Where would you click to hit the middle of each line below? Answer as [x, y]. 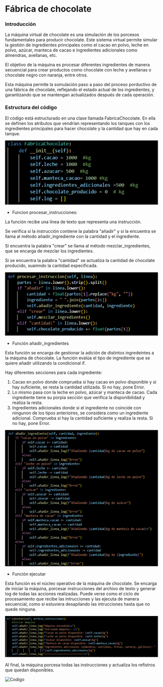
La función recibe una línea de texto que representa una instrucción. [73, 222]
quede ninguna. [21, 609]
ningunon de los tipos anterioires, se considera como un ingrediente [80, 413]
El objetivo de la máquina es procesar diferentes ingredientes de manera [78, 65]
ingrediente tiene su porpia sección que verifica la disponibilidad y [78, 397]
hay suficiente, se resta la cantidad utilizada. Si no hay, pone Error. [79, 387]
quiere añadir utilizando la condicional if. [45, 363]
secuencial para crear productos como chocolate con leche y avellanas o [78, 70]
